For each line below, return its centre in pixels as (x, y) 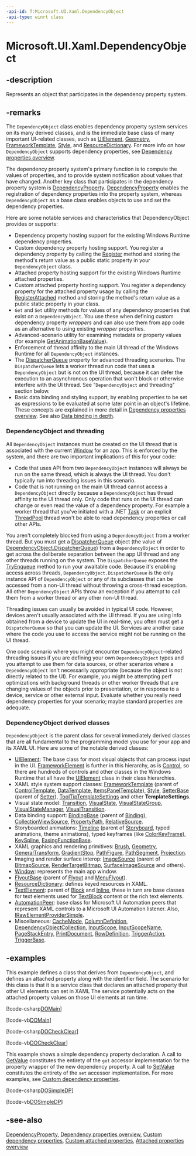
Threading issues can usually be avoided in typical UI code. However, (90, 609)
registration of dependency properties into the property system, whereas (94, 194)
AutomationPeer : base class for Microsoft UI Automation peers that (95, 902)
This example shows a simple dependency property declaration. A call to (94, 1054)
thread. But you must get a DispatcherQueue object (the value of (84, 541)
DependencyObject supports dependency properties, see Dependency (89, 152)
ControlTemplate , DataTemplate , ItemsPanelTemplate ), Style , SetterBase (102, 790)
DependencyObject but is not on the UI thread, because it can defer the (99, 372)
